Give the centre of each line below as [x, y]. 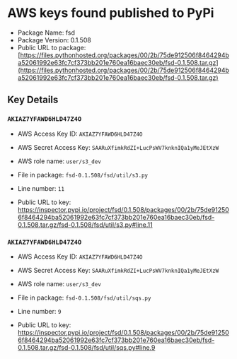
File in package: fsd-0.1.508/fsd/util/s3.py [83, 175]
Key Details [33, 100]
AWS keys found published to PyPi [111, 13]
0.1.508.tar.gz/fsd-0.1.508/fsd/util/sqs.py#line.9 [86, 347]
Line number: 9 [39, 311]
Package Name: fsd [46, 33]
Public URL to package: [52, 47]
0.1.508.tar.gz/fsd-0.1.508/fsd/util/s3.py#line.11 [85, 225]
